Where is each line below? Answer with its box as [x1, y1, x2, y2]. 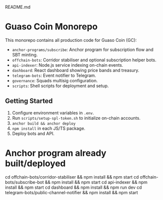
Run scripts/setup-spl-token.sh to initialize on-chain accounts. [12, 115, 141, 121]
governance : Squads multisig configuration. [12, 77, 98, 83]
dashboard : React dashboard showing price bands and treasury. [12, 67, 140, 73]
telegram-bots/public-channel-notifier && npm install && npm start [5, 189, 138, 195]
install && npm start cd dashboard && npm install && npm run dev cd [5, 184, 142, 190]
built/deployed [5, 158, 66, 169]
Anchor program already [5, 147, 107, 159]
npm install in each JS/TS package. [12, 125, 86, 131]
